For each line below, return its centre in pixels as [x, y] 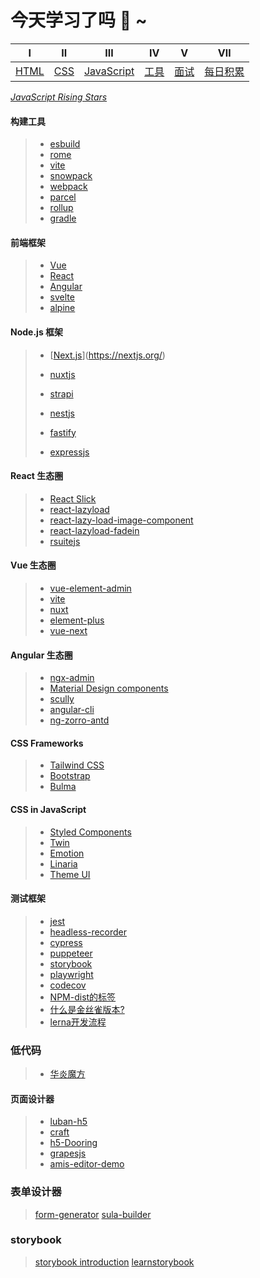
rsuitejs [65, 541]
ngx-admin [72, 678]
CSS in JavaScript [48, 809]
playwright [71, 974]
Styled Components [90, 832]
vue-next [68, 630]
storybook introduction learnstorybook [114, 1262]
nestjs [62, 413]
